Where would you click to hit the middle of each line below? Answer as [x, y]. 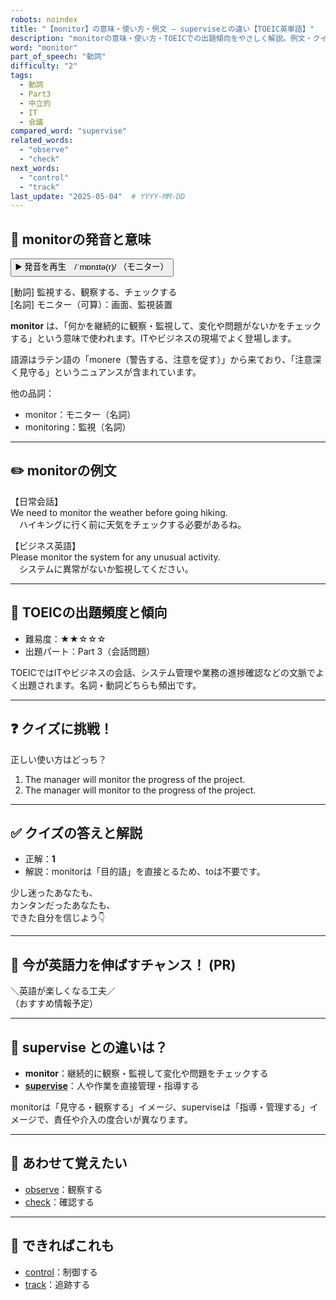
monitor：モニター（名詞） [80, 415]
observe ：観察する [63, 1189]
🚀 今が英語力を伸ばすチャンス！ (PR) [123, 964]
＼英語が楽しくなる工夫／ [63, 991]
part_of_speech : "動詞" [58, 57]
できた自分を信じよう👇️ [58, 918]
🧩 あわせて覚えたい [69, 1163]
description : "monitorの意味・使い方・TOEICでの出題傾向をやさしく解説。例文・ [161, 38]
